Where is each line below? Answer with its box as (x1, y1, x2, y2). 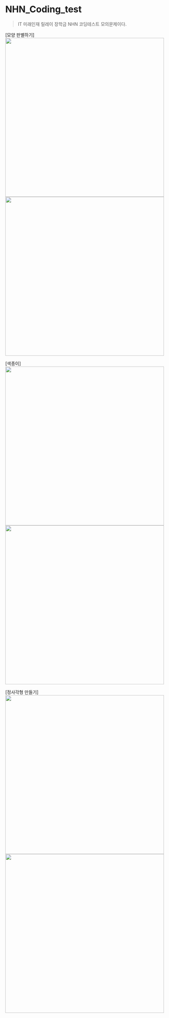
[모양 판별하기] (5, 32, 35, 38)
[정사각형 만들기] (5, 689, 39, 695)
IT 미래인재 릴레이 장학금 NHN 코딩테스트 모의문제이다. (17, 21, 127, 27)
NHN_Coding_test (5, 4, 82, 15)
